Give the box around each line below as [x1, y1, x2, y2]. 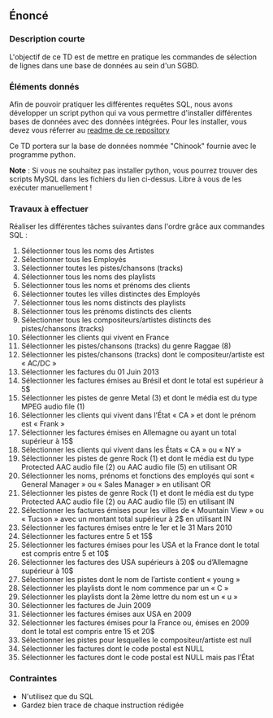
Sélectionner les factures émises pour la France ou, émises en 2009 [20, 618, 250, 628]
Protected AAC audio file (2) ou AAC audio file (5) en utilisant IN [20, 497, 235, 506]
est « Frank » [20, 419, 65, 429]
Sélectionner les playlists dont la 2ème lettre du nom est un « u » [20, 592, 238, 602]
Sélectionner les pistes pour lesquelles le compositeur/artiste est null [20, 635, 252, 645]
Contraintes [9, 673, 58, 685]
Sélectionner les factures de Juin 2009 [20, 601, 152, 611]
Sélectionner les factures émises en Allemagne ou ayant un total [20, 427, 236, 437]
